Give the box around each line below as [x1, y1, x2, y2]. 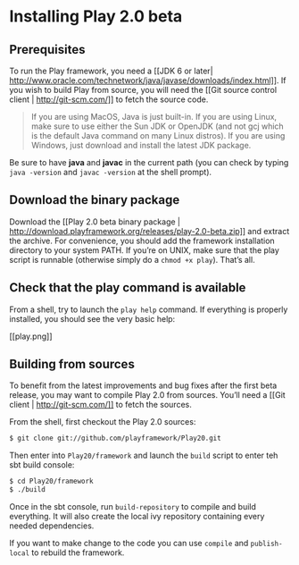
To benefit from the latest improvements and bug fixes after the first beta [9, 380, 278, 391]
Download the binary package [9, 192, 180, 207]
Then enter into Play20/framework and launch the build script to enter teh [9, 450, 278, 461]
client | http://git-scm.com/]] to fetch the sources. [9, 400, 192, 410]
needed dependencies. [9, 520, 95, 531]
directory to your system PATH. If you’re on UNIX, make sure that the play [9, 244, 279, 256]
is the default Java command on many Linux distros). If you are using [30, 131, 286, 140]
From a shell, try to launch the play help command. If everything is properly [9, 304, 288, 315]
